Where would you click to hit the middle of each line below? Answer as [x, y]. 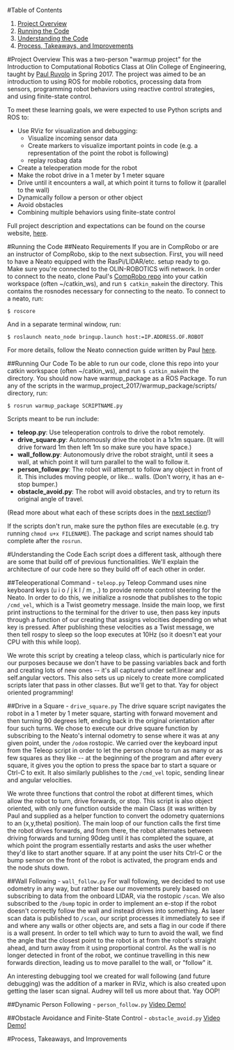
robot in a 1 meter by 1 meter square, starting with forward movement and [112, 713]
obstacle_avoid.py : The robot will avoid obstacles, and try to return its [118, 492]
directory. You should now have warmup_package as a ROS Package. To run [117, 378]
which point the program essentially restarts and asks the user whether [109, 845]
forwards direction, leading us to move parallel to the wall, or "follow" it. [110, 963]
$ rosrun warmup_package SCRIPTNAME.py [65, 406]
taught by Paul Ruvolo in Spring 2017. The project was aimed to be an [107, 74]
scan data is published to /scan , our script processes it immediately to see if [116, 918]
